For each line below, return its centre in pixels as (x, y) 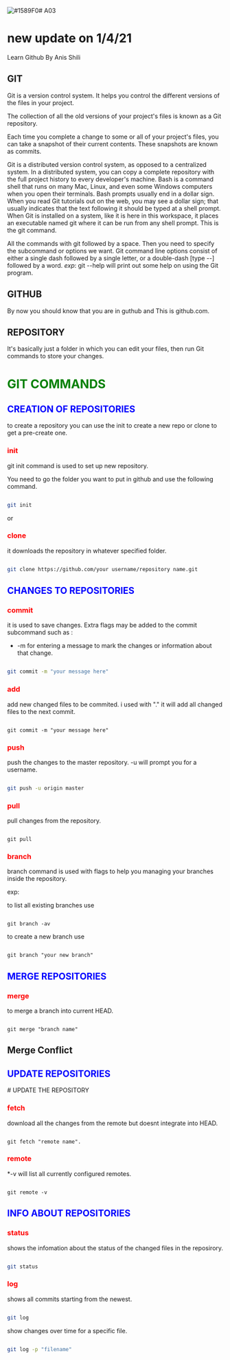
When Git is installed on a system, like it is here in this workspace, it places (113, 216)
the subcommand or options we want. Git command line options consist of (112, 251)
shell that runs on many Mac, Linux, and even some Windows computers (110, 186)
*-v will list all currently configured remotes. (69, 1173)
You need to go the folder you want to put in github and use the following (111, 479)
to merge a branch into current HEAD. (60, 1011)
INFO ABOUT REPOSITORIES (69, 1213)
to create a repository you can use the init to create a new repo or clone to (112, 426)
